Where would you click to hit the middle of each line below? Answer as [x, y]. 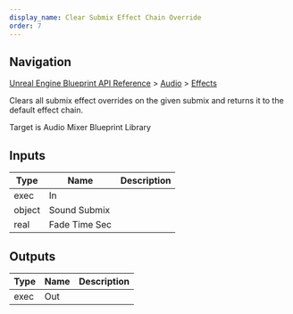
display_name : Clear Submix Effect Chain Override [105, 17]
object [27, 211]
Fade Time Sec [80, 225]
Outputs [33, 256]
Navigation [40, 62]
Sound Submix [79, 211]
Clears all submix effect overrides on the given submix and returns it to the [146, 101]
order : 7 [25, 26]
